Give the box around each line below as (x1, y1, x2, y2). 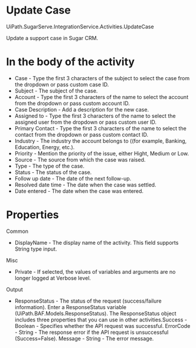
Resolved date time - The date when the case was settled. (14, 181, 156, 188)
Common (6, 228, 28, 235)
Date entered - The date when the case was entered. (14, 187, 143, 195)
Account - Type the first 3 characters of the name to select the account (14, 93, 189, 100)
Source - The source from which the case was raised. (14, 156, 146, 163)
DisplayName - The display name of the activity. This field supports (14, 239, 179, 246)
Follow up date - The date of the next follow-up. (14, 175, 132, 182)
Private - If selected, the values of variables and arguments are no (14, 268, 176, 275)
